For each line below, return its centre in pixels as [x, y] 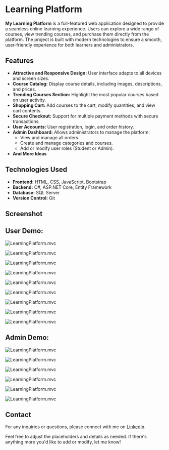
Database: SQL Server [36, 192]
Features [19, 61]
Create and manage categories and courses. [66, 143]
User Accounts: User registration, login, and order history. [73, 127]
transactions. [26, 121]
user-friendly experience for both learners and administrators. [70, 45]
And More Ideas [30, 153]
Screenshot [24, 214]
